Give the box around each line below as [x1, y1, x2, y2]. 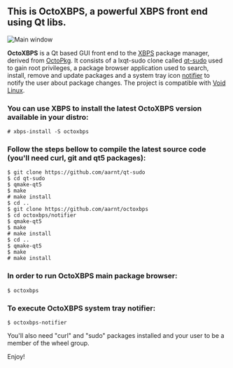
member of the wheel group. [7, 339, 90, 347]
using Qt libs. [7, 17, 66, 29]
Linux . [7, 86, 25, 94]
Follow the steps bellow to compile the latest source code [7, 144, 206, 154]
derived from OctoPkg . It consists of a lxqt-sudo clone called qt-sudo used [7, 56, 223, 64]
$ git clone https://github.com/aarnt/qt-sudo [7, 169, 146, 176]
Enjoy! [7, 353, 26, 360]
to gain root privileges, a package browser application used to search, [7, 63, 209, 72]
